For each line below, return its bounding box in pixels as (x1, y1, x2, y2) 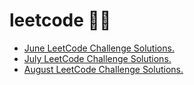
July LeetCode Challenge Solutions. (23, 52, 172, 64)
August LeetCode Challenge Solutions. (23, 63, 184, 75)
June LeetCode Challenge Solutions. (23, 42, 175, 54)
